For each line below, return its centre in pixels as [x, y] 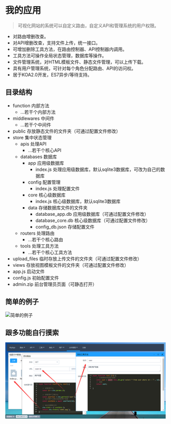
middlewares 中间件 [33, 118]
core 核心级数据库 [47, 195]
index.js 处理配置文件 [58, 188]
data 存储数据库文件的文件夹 [58, 208]
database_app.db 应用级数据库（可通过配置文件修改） [92, 214]
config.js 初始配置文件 [36, 278]
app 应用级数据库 [46, 163]
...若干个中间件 [36, 124]
